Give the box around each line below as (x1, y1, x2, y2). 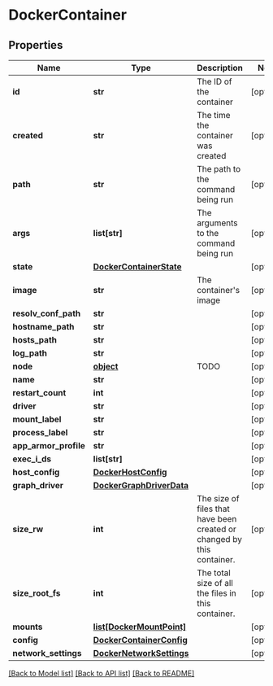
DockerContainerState (93, 261, 182, 272)
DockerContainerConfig (93, 635, 188, 645)
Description (196, 63, 244, 73)
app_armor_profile (12, 440, 85, 451)
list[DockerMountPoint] (93, 621, 187, 632)
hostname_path (12, 321, 75, 332)
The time (196, 110, 231, 120)
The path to (196, 164, 241, 174)
